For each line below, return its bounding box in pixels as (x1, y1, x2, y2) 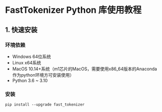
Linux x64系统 (12, 59, 41, 65)
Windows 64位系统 (12, 54, 51, 59)
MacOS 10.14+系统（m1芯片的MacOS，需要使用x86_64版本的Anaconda (12, 66, 158, 72)
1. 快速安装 (5, 26, 38, 34)
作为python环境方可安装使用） (12, 72, 74, 78)
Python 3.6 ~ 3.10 (12, 77, 48, 84)
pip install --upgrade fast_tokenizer (5, 102, 85, 107)
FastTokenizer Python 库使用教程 (5, 4, 142, 16)
